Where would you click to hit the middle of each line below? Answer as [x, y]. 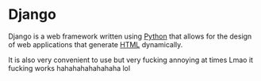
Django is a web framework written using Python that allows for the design [130, 36]
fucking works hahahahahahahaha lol [69, 68]
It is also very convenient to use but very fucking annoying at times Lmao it [131, 60]
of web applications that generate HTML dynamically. [96, 44]
